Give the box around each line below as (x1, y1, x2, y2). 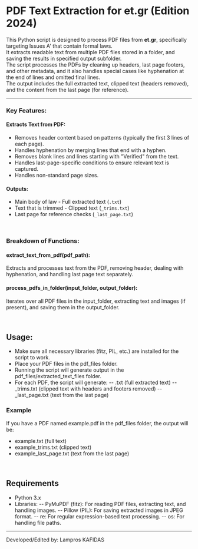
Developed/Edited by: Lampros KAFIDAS (6, 536, 105, 543)
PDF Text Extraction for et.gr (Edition (6, 4, 190, 18)
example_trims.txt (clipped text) (14, 444, 92, 451)
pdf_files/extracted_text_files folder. (14, 373, 102, 380)
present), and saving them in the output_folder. (6, 303, 120, 310)
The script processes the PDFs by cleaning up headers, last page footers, (6, 61, 185, 68)
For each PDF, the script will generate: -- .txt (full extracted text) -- (14, 379, 177, 386)
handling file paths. (14, 519, 62, 526)
